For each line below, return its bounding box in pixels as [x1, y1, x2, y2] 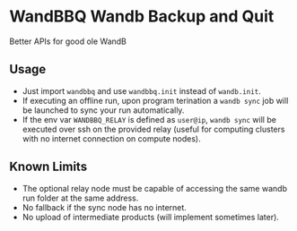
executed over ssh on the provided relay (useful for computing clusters [22, 124, 285, 134]
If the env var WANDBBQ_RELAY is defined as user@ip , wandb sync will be [22, 114, 276, 124]
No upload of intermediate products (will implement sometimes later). [22, 211, 280, 222]
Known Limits [9, 159, 88, 175]
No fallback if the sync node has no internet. [22, 201, 187, 212]
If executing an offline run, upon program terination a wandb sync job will [22, 95, 289, 106]
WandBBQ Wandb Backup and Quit [9, 6, 275, 27]
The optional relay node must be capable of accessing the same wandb [22, 183, 287, 193]
